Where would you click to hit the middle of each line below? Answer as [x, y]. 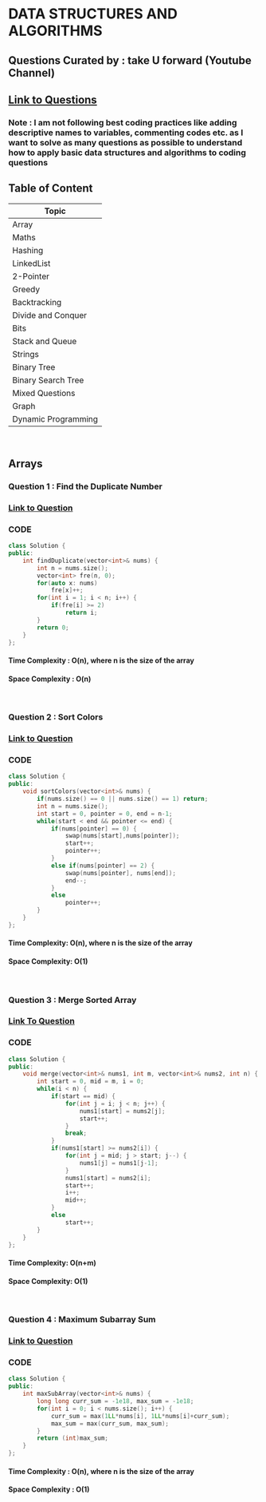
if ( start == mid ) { [83, 1096]
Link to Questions [53, 99]
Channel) [32, 73]
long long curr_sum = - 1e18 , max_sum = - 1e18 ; [115, 1401]
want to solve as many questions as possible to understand [125, 142]
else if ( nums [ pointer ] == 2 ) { [103, 866]
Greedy [26, 289]
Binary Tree [34, 367]
